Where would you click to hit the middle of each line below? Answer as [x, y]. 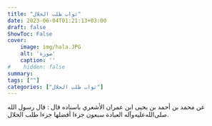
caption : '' [38, 61]
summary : [20, 73]
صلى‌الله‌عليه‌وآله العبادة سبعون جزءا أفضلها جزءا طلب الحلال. [88, 115]
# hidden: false [36, 67]
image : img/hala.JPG [51, 47]
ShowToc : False [30, 34]
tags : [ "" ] [24, 80]
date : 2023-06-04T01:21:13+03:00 [57, 21]
